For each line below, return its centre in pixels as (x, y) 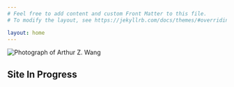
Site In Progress (42, 74)
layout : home (26, 33)
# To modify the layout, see (49, 20)
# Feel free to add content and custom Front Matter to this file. (107, 14)
